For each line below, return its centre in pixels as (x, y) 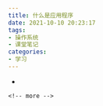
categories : (27, 52)
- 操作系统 (23, 37)
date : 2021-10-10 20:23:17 (52, 23)
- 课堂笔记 (23, 45)
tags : (17, 30)
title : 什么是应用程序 (41, 15)
